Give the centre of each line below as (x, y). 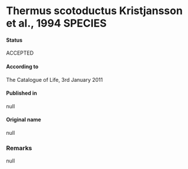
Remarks (19, 148)
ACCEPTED (20, 53)
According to (22, 67)
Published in (21, 93)
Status (14, 40)
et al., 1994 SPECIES (56, 23)
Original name (23, 120)
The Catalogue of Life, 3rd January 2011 (54, 79)
